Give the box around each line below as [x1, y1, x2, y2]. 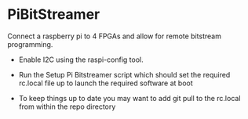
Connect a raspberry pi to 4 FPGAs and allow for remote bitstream [7, 31, 221, 41]
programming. [7, 39, 53, 49]
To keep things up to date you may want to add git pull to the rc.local [18, 93, 241, 103]
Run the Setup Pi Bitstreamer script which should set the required [18, 70, 231, 79]
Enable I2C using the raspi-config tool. [18, 55, 144, 64]
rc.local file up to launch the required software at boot [18, 78, 193, 88]
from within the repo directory [18, 102, 116, 111]
